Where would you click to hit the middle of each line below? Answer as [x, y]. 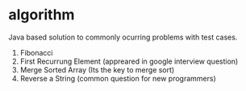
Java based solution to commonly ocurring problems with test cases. [123, 37]
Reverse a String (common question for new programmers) [118, 78]
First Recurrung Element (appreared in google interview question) [129, 61]
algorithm [42, 15]
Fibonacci [36, 52]
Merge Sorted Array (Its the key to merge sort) [97, 69]
